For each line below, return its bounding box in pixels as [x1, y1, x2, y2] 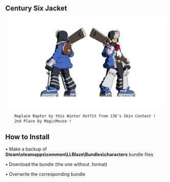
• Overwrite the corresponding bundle [5, 171, 86, 177]
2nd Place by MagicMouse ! [14, 119, 72, 124]
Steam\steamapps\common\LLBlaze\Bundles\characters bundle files [5, 151, 154, 158]
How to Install [5, 132, 50, 141]
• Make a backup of [5, 146, 47, 152]
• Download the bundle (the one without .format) [5, 161, 108, 167]
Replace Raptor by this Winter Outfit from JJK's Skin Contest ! [14, 114, 156, 119]
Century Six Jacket [5, 4, 67, 13]
